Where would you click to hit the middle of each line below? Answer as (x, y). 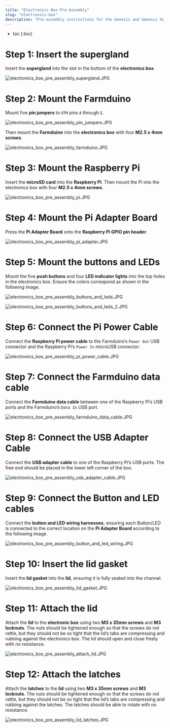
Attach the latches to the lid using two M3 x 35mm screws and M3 (76, 688)
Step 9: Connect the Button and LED (82, 498)
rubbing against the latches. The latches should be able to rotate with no (81, 704)
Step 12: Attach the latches (63, 674)
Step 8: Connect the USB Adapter (77, 438)
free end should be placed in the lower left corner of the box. (69, 468)
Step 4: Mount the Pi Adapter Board (81, 218)
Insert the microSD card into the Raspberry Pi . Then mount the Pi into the (82, 182)
